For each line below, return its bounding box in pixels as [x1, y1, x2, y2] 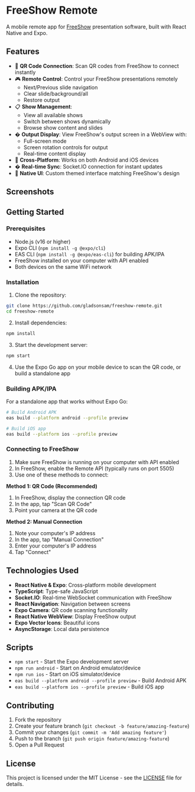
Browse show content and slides [23, 124, 103, 131]
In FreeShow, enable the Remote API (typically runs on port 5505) [14, 465, 174, 472]
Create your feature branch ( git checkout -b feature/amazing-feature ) [14, 723, 190, 730]
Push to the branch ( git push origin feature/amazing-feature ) [14, 735, 170, 742]
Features [6, 47, 40, 57]
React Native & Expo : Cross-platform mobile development [14, 581, 157, 588]
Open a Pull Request [14, 741, 65, 749]
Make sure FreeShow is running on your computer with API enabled [14, 458, 179, 465]
